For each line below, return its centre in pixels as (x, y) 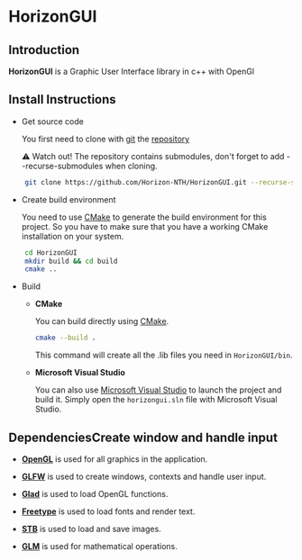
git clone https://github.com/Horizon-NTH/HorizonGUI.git (136, 182)
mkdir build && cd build (71, 261)
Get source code (53, 121)
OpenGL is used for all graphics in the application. (114, 459)
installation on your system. (73, 236)
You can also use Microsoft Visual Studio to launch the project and (158, 390)
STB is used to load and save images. (91, 529)
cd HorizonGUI (51, 253)
